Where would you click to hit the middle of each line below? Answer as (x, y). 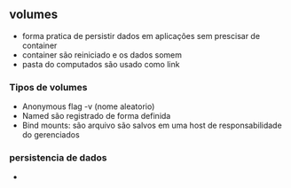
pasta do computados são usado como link (101, 64)
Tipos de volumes (48, 87)
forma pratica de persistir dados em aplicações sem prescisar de (141, 35)
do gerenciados (51, 135)
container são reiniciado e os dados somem (102, 55)
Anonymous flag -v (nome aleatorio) (88, 106)
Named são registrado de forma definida (96, 116)
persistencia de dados (58, 158)
